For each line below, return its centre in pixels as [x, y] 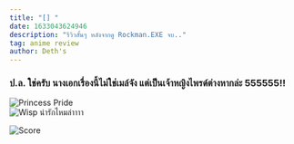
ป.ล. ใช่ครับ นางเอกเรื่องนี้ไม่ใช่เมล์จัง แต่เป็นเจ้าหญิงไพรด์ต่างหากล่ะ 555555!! [148, 83]
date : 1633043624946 [49, 26]
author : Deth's [38, 52]
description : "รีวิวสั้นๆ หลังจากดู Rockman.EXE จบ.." [98, 34]
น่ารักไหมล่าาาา [61, 112]
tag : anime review [44, 43]
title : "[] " [34, 18]
